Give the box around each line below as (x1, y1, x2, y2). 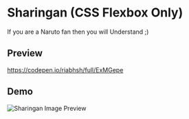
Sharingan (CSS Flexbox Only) (7, 5, 184, 21)
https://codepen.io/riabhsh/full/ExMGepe (7, 65, 124, 74)
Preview (7, 47, 43, 59)
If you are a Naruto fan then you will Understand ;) (7, 28, 149, 36)
